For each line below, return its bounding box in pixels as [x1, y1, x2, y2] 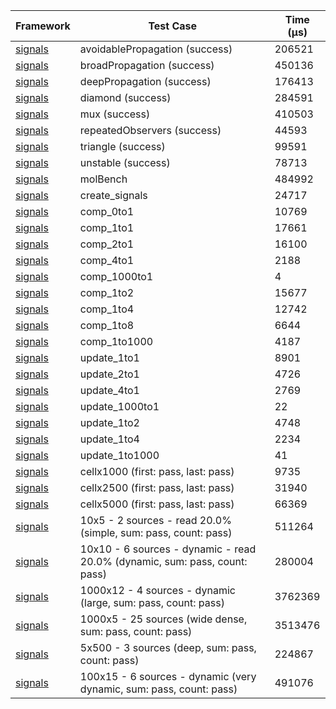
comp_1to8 [79, 319, 135, 332]
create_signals [79, 189, 148, 202]
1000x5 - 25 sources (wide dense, [79, 612, 248, 626]
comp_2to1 [79, 237, 135, 251]
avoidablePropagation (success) [79, 42, 233, 56]
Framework [15, 19, 71, 33]
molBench [79, 172, 128, 186]
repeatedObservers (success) [79, 124, 222, 137]
